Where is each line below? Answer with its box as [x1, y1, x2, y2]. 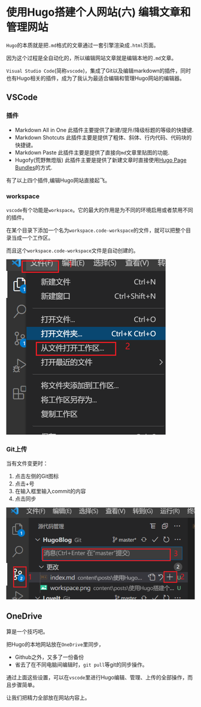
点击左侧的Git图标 [14, 473, 59, 480]
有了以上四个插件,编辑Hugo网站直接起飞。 [6, 177, 111, 184]
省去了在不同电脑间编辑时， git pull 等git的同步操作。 [14, 661, 148, 668]
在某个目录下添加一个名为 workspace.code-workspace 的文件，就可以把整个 [6, 226, 186, 234]
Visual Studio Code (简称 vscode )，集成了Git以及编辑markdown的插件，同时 [6, 67, 191, 74]
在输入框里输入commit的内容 [14, 488, 86, 495]
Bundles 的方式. [14, 163, 53, 171]
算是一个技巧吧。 [6, 628, 48, 635]
